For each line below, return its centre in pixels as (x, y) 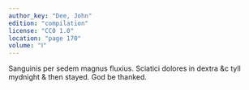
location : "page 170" (45, 38)
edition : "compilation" (49, 23)
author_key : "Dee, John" (50, 16)
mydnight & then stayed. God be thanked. (78, 77)
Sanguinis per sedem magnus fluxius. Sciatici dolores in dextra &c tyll (124, 68)
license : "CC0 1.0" (41, 31)
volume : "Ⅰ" (28, 46)
